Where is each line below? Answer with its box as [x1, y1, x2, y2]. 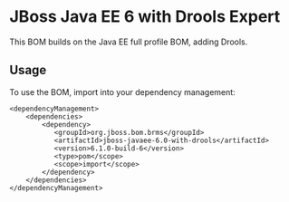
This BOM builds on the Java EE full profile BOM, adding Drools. [9, 36, 248, 47]
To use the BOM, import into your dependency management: [9, 86, 236, 97]
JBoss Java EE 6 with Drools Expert [9, 6, 281, 27]
